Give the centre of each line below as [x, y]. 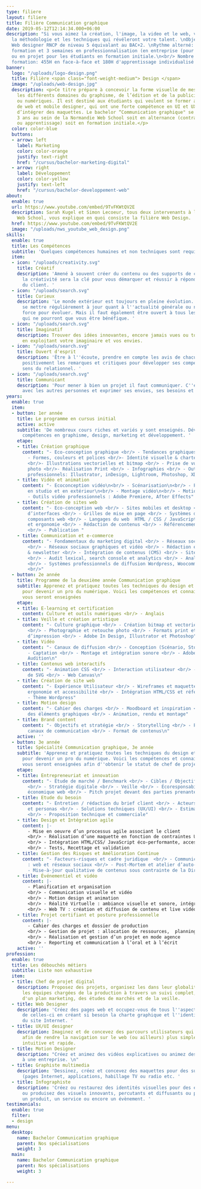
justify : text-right [42, 156]
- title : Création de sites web [57, 502]
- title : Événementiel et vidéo [57, 876]
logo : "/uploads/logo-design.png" [54, 73]
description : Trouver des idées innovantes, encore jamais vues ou [103, 335]
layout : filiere [26, 17]
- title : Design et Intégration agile [65, 820]
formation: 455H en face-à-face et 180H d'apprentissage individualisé [103, 62]
